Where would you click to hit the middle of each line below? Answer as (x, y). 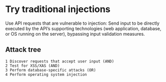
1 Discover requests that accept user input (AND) (60, 61)
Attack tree (23, 50)
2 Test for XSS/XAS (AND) (32, 66)
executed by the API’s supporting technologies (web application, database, (83, 28)
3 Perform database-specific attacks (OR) (51, 70)
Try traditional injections (58, 9)
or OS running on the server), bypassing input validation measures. (75, 34)
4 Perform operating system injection (46, 74)
